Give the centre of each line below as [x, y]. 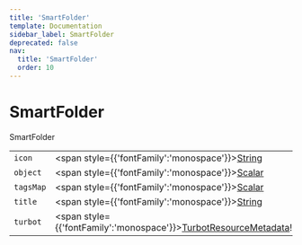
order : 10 [36, 68]
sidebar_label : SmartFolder [62, 34]
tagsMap [30, 187]
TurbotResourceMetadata [236, 227]
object [28, 172]
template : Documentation [56, 26]
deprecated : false [44, 43]
